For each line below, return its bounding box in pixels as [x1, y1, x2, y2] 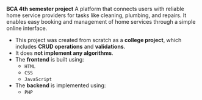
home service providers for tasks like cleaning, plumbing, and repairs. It [6, 12, 187, 19]
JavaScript [24, 76, 52, 82]
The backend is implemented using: [15, 82, 106, 89]
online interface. [6, 24, 48, 32]
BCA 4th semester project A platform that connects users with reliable [6, 5, 185, 12]
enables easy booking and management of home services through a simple [6, 18, 196, 25]
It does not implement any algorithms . [15, 49, 114, 57]
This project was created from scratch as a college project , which [15, 37, 182, 43]
